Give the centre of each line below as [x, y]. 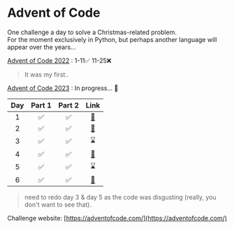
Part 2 [68, 105]
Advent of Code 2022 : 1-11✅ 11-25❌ [59, 60]
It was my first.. [46, 74]
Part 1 [41, 105]
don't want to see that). [58, 205]
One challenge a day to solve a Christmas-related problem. [92, 32]
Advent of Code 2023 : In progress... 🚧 [63, 88]
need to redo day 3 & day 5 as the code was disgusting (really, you [120, 197]
